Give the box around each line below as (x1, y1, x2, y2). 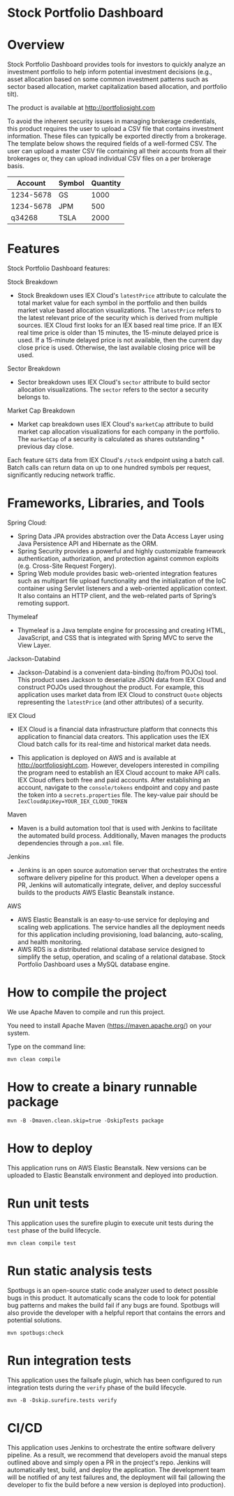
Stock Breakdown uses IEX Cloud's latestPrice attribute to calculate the (17, 291, 227, 300)
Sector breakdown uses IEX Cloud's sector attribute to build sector (17, 378, 211, 387)
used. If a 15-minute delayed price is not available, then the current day (17, 336, 222, 345)
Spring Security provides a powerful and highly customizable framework (17, 547, 226, 555)
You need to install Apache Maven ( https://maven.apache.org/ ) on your (7, 1021, 212, 1030)
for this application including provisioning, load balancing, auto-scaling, (17, 930, 224, 939)
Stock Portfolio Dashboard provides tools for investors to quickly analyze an (7, 60, 226, 69)
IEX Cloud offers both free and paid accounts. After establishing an (17, 776, 211, 784)
